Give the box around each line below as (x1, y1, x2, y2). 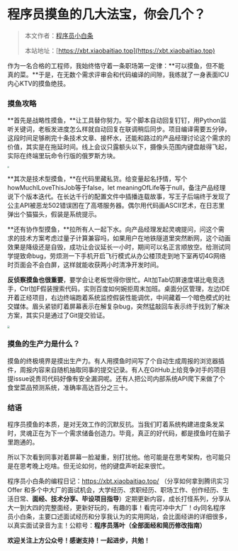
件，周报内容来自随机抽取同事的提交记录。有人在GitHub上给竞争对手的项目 (7, 365, 227, 374)
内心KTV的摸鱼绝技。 (7, 79, 70, 87)
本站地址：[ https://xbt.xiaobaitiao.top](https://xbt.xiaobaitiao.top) (24, 46, 215, 55)
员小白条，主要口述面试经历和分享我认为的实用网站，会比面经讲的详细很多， (7, 512, 231, 521)
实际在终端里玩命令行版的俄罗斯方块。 (7, 152, 119, 160)
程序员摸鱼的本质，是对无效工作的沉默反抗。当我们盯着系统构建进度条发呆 (7, 420, 225, 429)
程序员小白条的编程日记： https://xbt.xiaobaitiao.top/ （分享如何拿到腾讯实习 (7, 477, 229, 486)
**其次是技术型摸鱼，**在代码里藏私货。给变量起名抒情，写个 (7, 174, 188, 183)
